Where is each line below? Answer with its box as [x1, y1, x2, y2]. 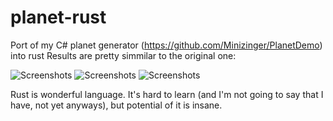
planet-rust [10, 6, 107, 29]
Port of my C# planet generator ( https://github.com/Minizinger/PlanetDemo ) [10, 39, 323, 51]
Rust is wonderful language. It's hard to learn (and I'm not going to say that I [10, 88, 324, 100]
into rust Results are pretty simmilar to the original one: [10, 49, 237, 61]
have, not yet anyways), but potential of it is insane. [10, 99, 223, 111]
